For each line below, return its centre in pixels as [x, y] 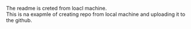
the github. [19, 20]
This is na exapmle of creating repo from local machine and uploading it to [96, 14]
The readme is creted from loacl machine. [57, 8]
